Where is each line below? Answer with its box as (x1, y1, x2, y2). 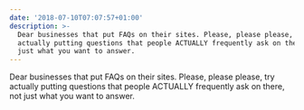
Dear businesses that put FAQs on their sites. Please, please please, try (9, 71, 275, 82)
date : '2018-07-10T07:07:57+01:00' (9, 13, 144, 23)
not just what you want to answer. (9, 91, 136, 102)
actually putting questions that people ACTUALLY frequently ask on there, (9, 81, 285, 92)
